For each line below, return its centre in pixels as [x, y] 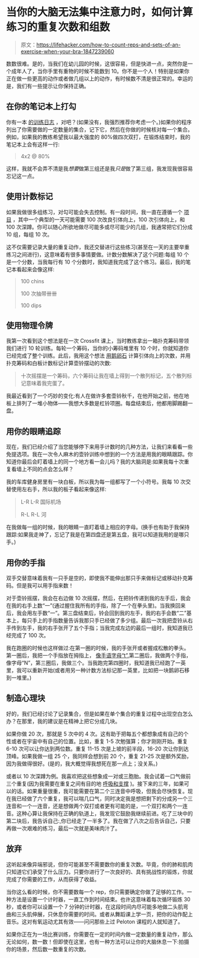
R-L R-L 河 [33, 515]
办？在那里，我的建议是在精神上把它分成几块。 [63, 721]
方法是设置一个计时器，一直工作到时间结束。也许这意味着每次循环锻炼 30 [101, 899]
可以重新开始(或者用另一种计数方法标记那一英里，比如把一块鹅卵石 [103, 670]
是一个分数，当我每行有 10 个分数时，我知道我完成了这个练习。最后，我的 [96, 262]
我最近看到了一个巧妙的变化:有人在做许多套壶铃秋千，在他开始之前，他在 [95, 396]
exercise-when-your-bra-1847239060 [67, 51]
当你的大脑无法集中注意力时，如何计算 [100, 12]
